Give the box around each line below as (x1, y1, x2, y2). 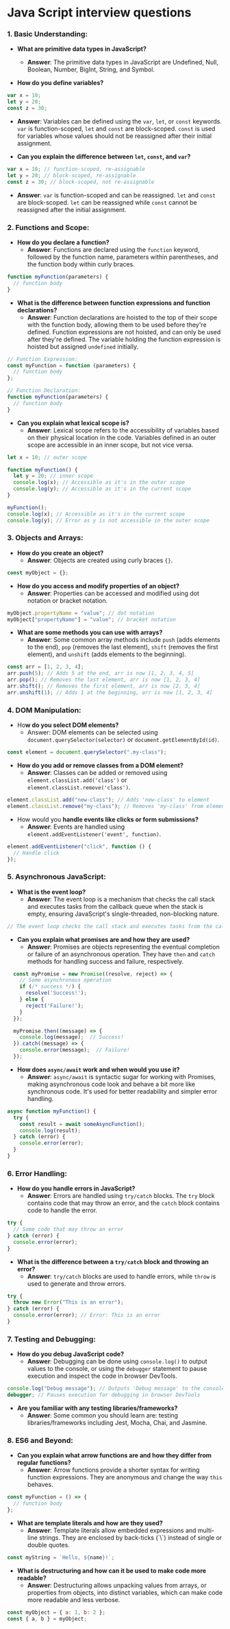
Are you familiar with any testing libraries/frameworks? (16, 1404, 178, 1412)
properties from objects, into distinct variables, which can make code (27, 1588, 223, 1597)
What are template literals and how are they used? (16, 1518, 163, 1527)
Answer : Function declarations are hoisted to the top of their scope (27, 313, 218, 321)
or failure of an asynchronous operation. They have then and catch (27, 949, 216, 958)
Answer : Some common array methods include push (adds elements (27, 636, 220, 644)
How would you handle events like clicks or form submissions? (16, 815, 199, 823)
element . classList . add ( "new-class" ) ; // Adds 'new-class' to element (7, 796, 210, 803)
